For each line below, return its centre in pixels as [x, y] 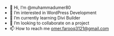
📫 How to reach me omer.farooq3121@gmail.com [59, 28]
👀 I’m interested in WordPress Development [53, 13]
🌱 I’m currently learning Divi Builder [45, 18]
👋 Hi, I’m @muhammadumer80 [40, 8]
